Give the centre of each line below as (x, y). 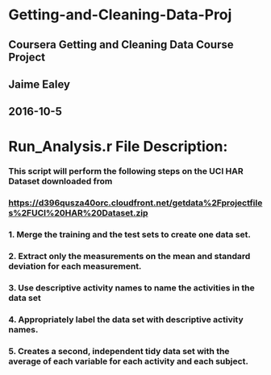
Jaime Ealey (40, 84)
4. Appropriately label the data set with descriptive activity (126, 319)
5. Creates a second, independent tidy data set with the (119, 351)
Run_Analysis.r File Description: (118, 146)
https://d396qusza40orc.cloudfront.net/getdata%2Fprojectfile (135, 203)
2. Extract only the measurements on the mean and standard (129, 257)
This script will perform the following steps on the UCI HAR (126, 171)
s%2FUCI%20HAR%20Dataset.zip (78, 213)
